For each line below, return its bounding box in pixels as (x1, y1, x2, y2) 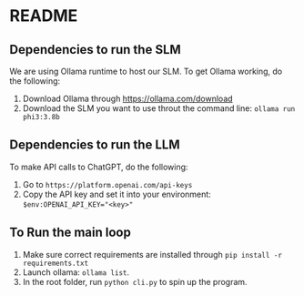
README (9, 5, 78, 26)
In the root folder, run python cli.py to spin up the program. (22, 276, 248, 287)
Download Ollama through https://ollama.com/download (22, 93, 234, 104)
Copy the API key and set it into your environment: (22, 189, 211, 199)
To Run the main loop (9, 225, 132, 240)
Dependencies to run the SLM (9, 42, 182, 57)
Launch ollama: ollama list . (22, 266, 130, 278)
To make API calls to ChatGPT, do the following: (9, 161, 188, 172)
